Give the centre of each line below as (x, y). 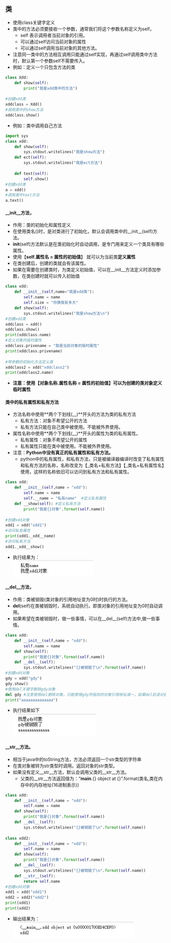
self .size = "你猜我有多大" (51, 303)
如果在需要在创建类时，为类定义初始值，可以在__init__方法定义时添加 (84, 270)
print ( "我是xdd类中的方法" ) (51, 88)
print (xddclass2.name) (29, 373)
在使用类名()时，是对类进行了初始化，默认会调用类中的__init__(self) (83, 231)
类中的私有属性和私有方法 (32, 402)
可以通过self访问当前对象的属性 (53, 41)
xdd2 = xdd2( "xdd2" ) (27, 898)
